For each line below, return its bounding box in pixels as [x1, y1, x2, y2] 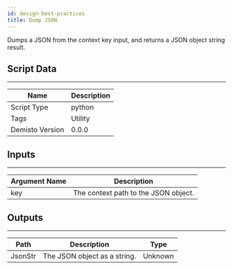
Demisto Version [10, 125, 64, 135]
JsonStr [10, 251, 37, 260]
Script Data [7, 63, 57, 75]
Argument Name [10, 177, 67, 186]
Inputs [7, 148, 36, 160]
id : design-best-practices [7, 10, 85, 17]
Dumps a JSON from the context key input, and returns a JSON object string [7, 35, 225, 44]
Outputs [7, 212, 44, 224]
